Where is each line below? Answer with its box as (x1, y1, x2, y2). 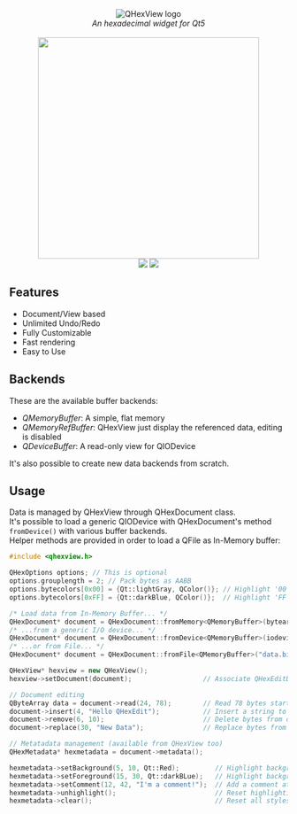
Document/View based (21, 308, 106, 319)
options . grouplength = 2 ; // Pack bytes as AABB (9, 577, 192, 585)
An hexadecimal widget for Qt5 (91, 18, 206, 28)
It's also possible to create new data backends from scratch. (9, 458, 230, 469)
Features (9, 285, 59, 300)
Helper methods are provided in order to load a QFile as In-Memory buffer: (9, 535, 281, 546)
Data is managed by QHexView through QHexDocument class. (9, 507, 236, 517)
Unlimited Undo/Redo (21, 318, 101, 329)
